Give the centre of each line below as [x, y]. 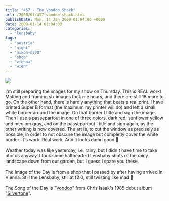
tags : [11, 38]
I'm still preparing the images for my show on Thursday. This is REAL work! [83, 91]
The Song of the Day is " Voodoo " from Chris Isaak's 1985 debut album [79, 188]
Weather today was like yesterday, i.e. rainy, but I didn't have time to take [81, 150]
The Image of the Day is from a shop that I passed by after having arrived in [84, 172]
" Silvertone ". [18, 193]
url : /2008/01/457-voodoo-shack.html [45, 15]
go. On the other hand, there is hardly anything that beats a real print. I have [84, 102]
